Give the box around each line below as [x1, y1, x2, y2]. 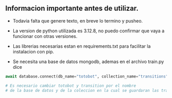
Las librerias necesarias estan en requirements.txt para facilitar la [12, 43, 151, 49]
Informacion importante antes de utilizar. [5, 4, 139, 13]
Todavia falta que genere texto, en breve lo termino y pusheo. [12, 17, 143, 24]
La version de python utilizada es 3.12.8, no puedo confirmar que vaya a [12, 28, 165, 34]
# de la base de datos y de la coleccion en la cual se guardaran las [5, 88, 159, 93]
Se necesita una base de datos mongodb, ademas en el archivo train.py [12, 58, 164, 65]
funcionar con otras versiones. [12, 33, 78, 39]
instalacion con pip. [12, 48, 54, 54]
